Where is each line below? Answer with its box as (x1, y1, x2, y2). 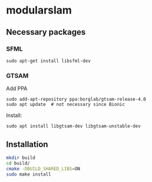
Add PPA (6, 85, 28, 92)
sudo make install (6, 171, 51, 177)
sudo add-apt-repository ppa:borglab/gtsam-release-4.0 (6, 97, 146, 102)
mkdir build (6, 154, 35, 161)
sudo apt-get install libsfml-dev (6, 58, 91, 64)
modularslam (6, 4, 72, 17)
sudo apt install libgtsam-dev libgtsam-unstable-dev (6, 123, 141, 130)
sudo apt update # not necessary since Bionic (6, 101, 125, 108)
